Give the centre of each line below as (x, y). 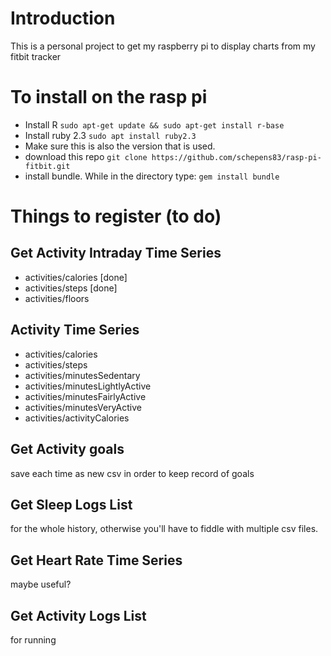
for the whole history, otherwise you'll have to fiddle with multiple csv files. (164, 529)
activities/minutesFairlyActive (85, 396)
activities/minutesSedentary (82, 375)
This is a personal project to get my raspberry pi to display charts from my (163, 46)
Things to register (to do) (116, 216)
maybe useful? (41, 584)
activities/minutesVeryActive (83, 407)
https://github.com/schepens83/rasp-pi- (236, 157)
